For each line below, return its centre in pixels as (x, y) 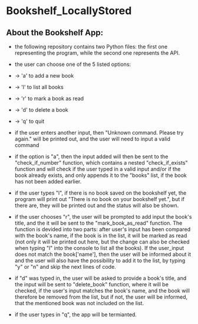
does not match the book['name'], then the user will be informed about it (103, 254)
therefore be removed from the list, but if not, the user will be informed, (101, 297)
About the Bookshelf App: (55, 33)
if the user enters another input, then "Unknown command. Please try (99, 133)
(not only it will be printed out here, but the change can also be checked (102, 242)
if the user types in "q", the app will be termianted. (76, 315)
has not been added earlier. (48, 181)
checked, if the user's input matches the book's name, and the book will (102, 290)
